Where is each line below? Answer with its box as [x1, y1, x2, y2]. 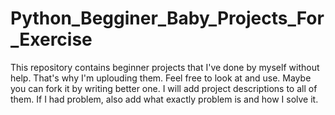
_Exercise [10, 28, 93, 51]
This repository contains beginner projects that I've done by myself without [10, 61, 320, 73]
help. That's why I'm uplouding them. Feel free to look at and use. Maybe [10, 72, 312, 84]
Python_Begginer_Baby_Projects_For [10, 7, 325, 30]
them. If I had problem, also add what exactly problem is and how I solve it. [10, 93, 319, 105]
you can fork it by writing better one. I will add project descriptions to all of [10, 82, 318, 94]
